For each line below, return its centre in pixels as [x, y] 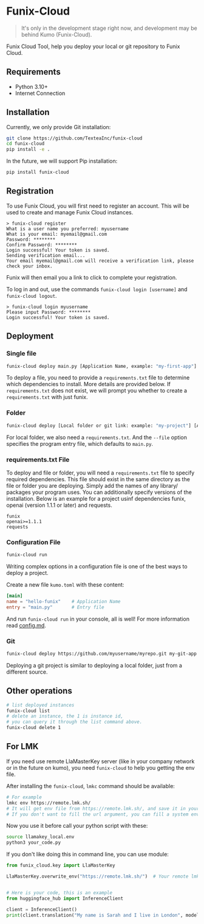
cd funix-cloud [25, 144]
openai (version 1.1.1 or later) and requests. [59, 505]
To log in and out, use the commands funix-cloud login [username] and [97, 289]
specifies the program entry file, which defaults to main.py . [80, 443]
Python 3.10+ [32, 86]
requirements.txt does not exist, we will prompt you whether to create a [97, 390]
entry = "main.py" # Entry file [55, 607]
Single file [21, 353]
